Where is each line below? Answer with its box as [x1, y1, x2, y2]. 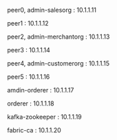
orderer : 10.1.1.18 [7, 99, 54, 108]
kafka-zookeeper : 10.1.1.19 [7, 113, 83, 121]
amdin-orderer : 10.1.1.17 [7, 86, 74, 94]
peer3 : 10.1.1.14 [7, 46, 50, 54]
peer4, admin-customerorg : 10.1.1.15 [7, 59, 110, 68]
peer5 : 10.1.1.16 [7, 72, 50, 81]
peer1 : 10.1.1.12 [7, 19, 50, 27]
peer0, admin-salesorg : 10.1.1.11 [7, 6, 96, 14]
